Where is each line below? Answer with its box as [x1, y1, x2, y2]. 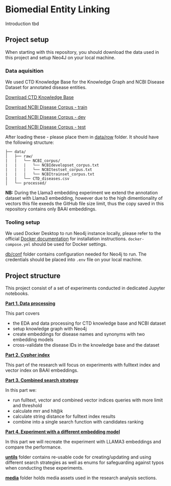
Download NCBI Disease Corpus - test [5, 124, 86, 130]
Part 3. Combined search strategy [5, 377, 79, 384]
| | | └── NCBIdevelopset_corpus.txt [5, 163, 100, 168]
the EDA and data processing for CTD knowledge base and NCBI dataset [12, 320, 166, 326]
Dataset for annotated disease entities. [5, 84, 87, 91]
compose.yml [5, 242, 31, 247]
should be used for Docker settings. [31, 241, 107, 247]
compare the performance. [5, 444, 62, 450]
